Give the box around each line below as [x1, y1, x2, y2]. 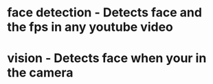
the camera [7, 65, 74, 81]
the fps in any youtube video [7, 19, 173, 35]
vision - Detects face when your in [7, 51, 207, 66]
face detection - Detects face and [7, 5, 203, 20]
